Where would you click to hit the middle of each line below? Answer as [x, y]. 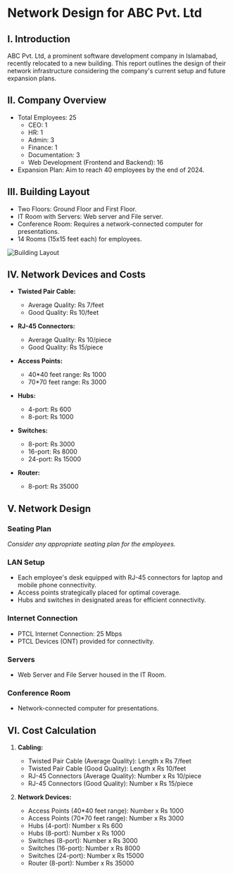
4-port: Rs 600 [50, 409]
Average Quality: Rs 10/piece [70, 340]
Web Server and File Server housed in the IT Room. [92, 675]
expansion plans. [32, 78]
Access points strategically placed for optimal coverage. [99, 592]
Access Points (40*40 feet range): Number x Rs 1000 [106, 811]
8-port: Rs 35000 [53, 487]
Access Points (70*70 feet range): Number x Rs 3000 [106, 818]
